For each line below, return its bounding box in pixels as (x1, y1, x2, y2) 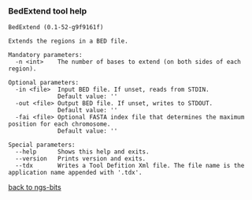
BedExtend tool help (8, 6, 87, 17)
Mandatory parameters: (8, 51, 83, 59)
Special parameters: (8, 141, 76, 149)
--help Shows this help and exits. (15, 148, 150, 156)
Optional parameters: (8, 79, 80, 87)
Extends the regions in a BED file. (8, 37, 128, 45)
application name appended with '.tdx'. (8, 168, 143, 177)
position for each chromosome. (8, 120, 111, 128)
